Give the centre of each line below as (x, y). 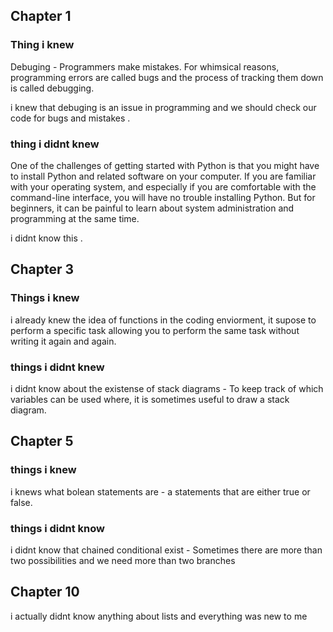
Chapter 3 (42, 269)
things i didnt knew (57, 367)
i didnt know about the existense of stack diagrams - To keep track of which (167, 388)
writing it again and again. (63, 341)
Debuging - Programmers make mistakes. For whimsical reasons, (145, 66)
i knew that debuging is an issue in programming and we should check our (163, 107)
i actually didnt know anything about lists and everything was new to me (159, 616)
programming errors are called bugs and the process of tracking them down (167, 77)
